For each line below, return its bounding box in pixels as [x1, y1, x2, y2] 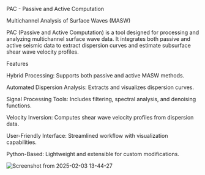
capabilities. [6, 138, 37, 146]
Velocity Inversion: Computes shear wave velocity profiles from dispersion [6, 114, 194, 121]
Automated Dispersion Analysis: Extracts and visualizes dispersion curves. [6, 84, 195, 91]
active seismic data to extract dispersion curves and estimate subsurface [6, 42, 191, 49]
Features [6, 60, 29, 67]
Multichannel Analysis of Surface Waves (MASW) [6, 17, 131, 24]
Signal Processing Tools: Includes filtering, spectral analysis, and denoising [6, 96, 196, 102]
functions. [6, 102, 32, 109]
